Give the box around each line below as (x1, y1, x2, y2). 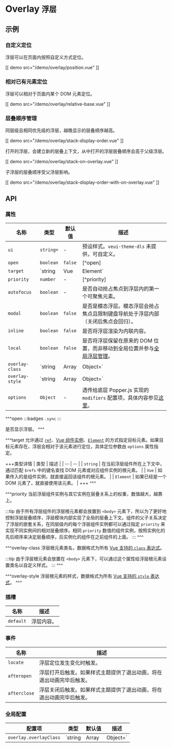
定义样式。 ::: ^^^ (27, 562, 63, 568)
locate (8, 659, 24, 665)
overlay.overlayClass (8, 735, 60, 741)
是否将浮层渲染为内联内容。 (82, 328, 149, 335)
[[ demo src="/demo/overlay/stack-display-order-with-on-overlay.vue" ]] (5, 179, 160, 185)
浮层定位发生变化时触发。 (39, 659, 101, 666)
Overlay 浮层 (5, 3, 57, 15)
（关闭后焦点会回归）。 (82, 318, 137, 325)
